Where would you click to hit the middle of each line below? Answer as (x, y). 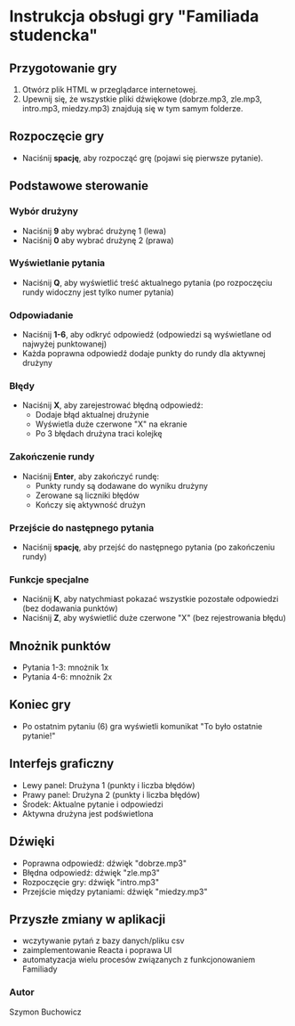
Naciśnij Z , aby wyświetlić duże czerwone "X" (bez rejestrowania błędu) (154, 618)
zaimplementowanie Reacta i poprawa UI (97, 950)
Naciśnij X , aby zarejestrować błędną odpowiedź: (112, 405)
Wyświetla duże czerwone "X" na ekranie (112, 424)
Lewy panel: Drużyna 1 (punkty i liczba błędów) (108, 785)
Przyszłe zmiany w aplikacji (88, 919)
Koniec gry (40, 705)
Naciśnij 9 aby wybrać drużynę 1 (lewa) (94, 231)
